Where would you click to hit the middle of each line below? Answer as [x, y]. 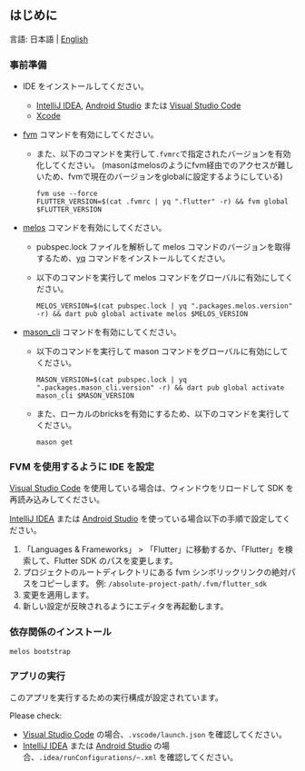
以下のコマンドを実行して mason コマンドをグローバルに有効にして [162, 351]
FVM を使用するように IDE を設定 [82, 467]
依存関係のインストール [60, 632]
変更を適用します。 [58, 595]
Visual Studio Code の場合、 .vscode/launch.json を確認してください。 [155, 734]
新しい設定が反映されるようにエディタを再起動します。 [125, 607]
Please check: [36, 716]
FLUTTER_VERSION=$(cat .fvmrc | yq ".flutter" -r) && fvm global [162, 202]
